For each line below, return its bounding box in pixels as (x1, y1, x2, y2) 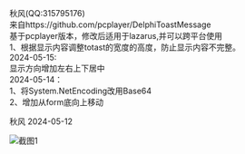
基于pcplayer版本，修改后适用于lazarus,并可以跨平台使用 (9, 31, 223, 41)
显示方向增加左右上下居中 (9, 63, 105, 73)
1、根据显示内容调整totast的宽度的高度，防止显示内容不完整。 (9, 42, 241, 53)
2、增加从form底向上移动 (9, 97, 104, 107)
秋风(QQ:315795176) (9, 8, 86, 18)
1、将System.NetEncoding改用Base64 (9, 85, 152, 96)
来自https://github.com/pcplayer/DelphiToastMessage (9, 19, 211, 30)
